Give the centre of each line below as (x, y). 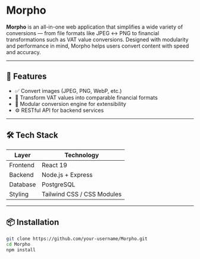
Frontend (22, 165)
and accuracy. (24, 52)
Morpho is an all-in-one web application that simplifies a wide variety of (95, 27)
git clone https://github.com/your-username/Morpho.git (77, 239)
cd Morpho (18, 245)
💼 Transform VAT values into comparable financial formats (86, 97)
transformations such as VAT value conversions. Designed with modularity (97, 39)
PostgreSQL (58, 184)
